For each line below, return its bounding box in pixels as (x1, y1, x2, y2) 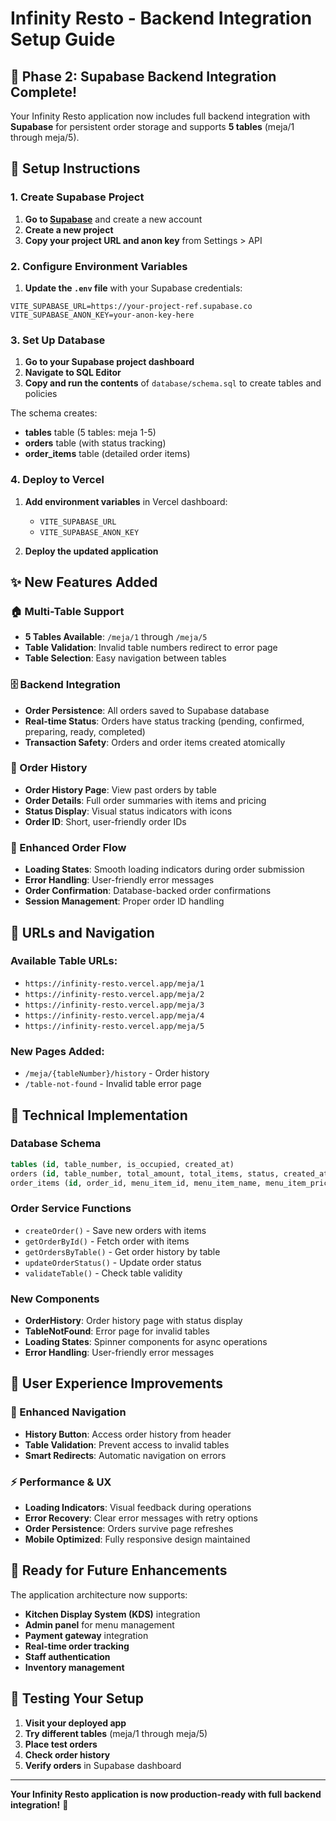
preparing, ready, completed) (24, 725, 146, 737)
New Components (10, 1292, 100, 1306)
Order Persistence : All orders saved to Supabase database (24, 704, 270, 716)
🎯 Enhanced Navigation (10, 1405, 127, 1419)
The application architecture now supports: (10, 1588, 188, 1601)
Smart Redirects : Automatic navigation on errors (24, 1449, 227, 1461)
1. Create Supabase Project (10, 190, 145, 204)
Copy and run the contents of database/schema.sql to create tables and (24, 377, 322, 389)
